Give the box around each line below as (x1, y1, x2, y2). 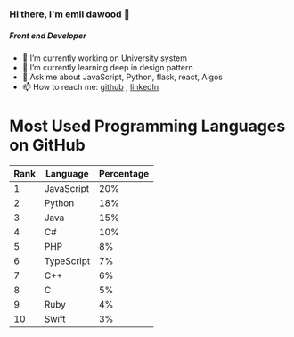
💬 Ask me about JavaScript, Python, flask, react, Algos (21, 71, 223, 82)
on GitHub (9, 136, 86, 155)
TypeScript (44, 254, 91, 267)
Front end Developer (9, 30, 86, 41)
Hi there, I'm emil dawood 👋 (9, 8, 131, 21)
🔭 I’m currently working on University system (21, 53, 187, 63)
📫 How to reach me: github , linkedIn (21, 81, 159, 92)
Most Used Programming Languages (9, 116, 286, 136)
